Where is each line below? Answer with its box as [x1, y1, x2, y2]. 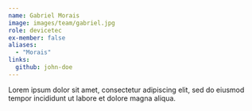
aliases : [8, 41, 37, 49]
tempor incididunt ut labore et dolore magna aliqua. [8, 93, 176, 103]
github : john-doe [15, 63, 73, 71]
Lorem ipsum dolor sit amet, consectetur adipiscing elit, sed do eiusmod [8, 85, 245, 94]
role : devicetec [8, 26, 62, 34]
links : [8, 56, 30, 64]
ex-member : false [8, 33, 66, 42]
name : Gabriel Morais [8, 11, 80, 20]
